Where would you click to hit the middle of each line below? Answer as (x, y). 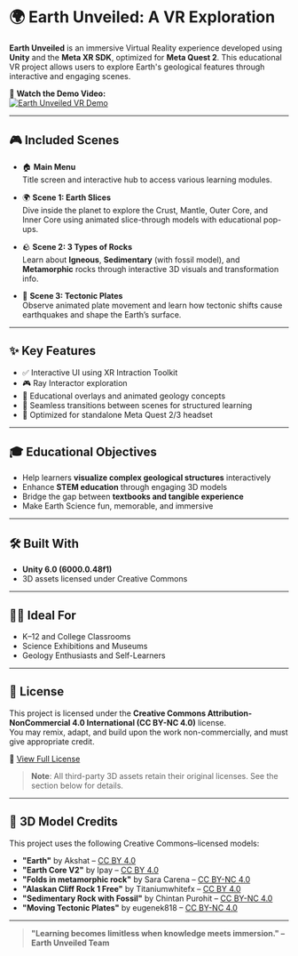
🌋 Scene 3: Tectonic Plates (72, 295)
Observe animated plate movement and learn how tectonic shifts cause (152, 305)
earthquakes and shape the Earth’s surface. (102, 314)
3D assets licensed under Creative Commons (105, 579)
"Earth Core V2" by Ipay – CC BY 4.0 (90, 870)
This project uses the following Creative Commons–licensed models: (134, 843)
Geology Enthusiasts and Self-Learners (94, 655)
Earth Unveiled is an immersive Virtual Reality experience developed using (146, 48)
